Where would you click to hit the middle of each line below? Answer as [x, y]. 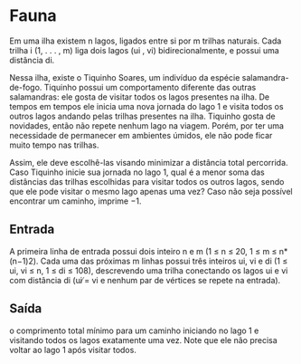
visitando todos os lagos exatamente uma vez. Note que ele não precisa [143, 340]
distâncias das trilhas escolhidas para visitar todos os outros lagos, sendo [147, 181]
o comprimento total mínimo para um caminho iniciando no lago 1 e [134, 330]
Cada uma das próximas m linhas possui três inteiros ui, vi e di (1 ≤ [164, 261]
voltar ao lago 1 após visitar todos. [73, 350]
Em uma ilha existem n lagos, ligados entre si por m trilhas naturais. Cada [146, 41]
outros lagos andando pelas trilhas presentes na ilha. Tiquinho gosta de [142, 116]
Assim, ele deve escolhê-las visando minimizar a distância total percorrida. [149, 162]
